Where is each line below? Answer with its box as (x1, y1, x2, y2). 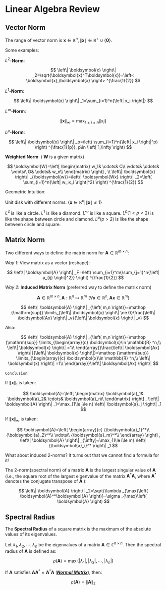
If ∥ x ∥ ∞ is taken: (5, 415, 38, 423)
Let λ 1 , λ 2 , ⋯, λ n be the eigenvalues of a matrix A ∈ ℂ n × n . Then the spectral (5, 541, 161, 549)
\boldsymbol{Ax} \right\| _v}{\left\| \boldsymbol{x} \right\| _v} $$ (17, 315, 149, 321)
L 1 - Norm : (5, 87, 25, 94)
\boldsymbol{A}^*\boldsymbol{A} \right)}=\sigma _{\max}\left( (19, 493, 147, 499)
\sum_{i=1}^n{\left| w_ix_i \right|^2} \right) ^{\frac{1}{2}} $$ (23, 179, 144, 185)
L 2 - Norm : (5, 57, 25, 63)
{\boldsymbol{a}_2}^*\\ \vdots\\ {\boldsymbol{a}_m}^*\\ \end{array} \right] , (6, 432, 161, 438)
